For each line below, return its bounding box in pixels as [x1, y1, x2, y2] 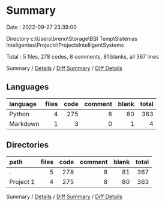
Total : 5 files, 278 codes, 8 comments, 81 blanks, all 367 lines [6, 53, 159, 60]
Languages [6, 82, 49, 92]
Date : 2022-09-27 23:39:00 [6, 23, 77, 31]
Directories [6, 140, 49, 150]
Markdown [9, 119, 40, 128]
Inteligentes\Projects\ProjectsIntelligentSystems [6, 41, 124, 49]
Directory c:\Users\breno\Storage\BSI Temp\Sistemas [6, 35, 138, 42]
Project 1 [9, 177, 35, 186]
